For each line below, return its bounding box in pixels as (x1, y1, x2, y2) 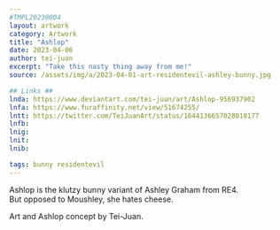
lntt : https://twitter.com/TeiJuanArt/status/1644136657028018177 (9, 111, 260, 120)
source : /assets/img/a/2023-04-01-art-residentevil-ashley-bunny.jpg (9, 71, 272, 80)
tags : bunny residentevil (9, 160, 105, 169)
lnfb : (9, 119, 29, 128)
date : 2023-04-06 (9, 46, 74, 55)
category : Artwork (9, 29, 77, 38)
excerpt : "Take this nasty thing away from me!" (9, 63, 192, 72)
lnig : (9, 127, 29, 137)
